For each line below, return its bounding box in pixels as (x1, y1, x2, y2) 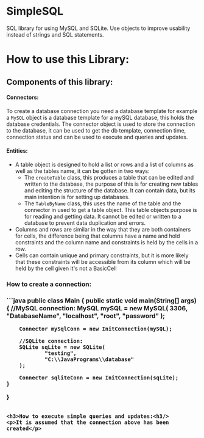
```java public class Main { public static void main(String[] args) (6, 296, 197, 305)
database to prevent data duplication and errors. (24, 219, 146, 227)
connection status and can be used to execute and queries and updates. (6, 133, 188, 141)
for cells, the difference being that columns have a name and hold (15, 232, 180, 239)
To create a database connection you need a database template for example (6, 107, 198, 114)
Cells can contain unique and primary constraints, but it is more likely (15, 252, 189, 259)
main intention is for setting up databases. (24, 193, 130, 200)
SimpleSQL (6, 4, 64, 18)
